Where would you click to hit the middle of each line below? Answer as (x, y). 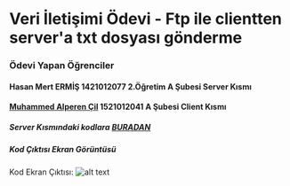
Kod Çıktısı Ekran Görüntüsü (63, 150)
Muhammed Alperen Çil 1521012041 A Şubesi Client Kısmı (118, 107)
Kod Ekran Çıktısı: (41, 172)
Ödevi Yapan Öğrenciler (62, 66)
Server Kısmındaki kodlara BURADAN (80, 127)
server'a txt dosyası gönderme (126, 38)
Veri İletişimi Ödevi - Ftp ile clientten (146, 19)
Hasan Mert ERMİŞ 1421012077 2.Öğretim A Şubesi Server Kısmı (130, 86)
